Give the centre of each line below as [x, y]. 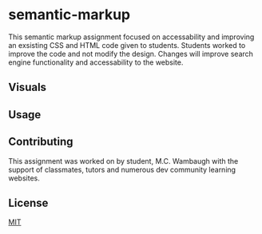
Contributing [41, 142]
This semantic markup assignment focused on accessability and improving [131, 37]
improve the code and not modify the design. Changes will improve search [131, 54]
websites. [24, 178]
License [28, 202]
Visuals [27, 87]
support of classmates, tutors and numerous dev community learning [122, 169]
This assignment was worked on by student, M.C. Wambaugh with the [123, 161]
